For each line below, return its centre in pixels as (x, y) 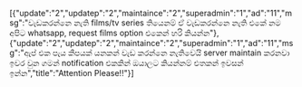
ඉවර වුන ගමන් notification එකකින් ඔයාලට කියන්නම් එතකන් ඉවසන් (127, 63)
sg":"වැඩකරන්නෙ (41, 23)
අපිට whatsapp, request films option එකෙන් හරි (96, 33)
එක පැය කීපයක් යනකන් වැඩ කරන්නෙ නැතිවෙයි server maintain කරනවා (164, 53)
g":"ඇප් (23, 53)
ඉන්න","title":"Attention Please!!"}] (72, 73)
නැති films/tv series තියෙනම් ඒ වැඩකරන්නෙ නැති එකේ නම (177, 23)
